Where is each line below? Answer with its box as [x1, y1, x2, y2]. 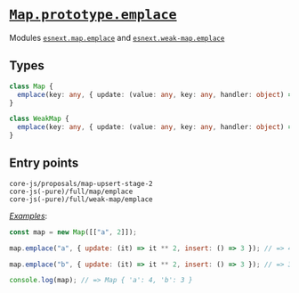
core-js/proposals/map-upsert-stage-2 [9, 179, 153, 188]
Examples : [9, 210, 48, 221]
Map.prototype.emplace [9, 6, 177, 23]
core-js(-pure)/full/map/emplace [9, 187, 133, 196]
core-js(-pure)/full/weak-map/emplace [9, 194, 153, 204]
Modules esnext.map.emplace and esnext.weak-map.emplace [9, 32, 225, 43]
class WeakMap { [9, 114, 69, 124]
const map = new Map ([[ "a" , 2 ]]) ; [9, 227, 138, 237]
